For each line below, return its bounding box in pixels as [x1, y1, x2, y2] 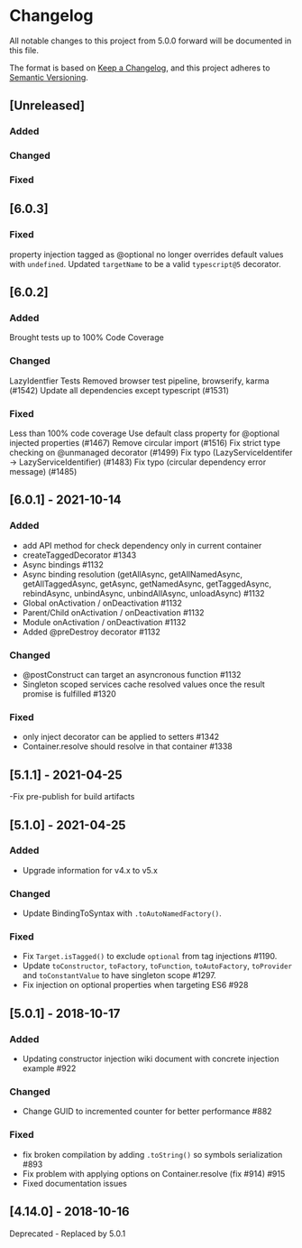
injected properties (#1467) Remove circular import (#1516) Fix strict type [9, 438, 281, 448]
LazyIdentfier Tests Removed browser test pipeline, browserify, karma [9, 375, 270, 386]
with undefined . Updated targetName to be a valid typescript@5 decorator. [9, 258, 281, 269]
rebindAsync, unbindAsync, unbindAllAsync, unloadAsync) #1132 [22, 587, 265, 598]
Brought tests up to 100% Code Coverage [9, 332, 164, 343]
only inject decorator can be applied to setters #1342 [22, 732, 219, 743]
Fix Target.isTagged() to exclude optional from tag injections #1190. [22, 951, 278, 962]
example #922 [22, 1063, 77, 1074]
